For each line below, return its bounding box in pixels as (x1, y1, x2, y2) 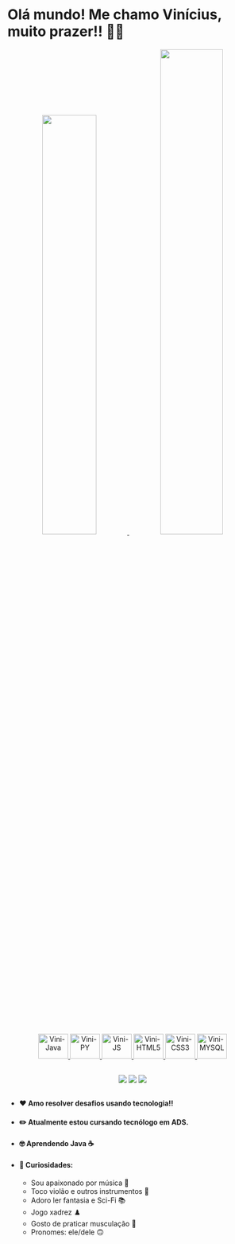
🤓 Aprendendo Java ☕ (18, 1139, 94, 1148)
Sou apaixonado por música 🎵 (30, 1178, 129, 1187)
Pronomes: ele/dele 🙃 (30, 1227, 104, 1237)
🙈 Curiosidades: (18, 1160, 73, 1169)
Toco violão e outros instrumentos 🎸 (30, 1186, 149, 1195)
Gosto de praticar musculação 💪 (30, 1219, 137, 1228)
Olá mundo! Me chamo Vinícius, (7, 6, 222, 24)
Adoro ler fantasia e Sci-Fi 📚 (30, 1195, 126, 1205)
